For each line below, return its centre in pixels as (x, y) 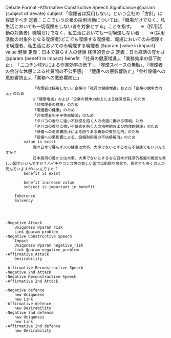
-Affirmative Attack (27, 254)
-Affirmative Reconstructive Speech (44, 268)
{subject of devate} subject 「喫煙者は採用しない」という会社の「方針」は (84, 13)
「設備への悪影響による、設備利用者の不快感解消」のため (84, 137)
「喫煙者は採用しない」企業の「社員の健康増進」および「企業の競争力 (95, 88)
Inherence (25, 196)
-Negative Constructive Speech (39, 236)
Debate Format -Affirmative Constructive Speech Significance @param (80, 7)
